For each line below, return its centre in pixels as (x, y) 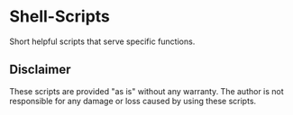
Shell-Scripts (60, 17)
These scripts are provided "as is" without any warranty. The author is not (146, 91)
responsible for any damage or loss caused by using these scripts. (133, 101)
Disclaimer (40, 70)
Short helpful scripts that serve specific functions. (102, 41)
